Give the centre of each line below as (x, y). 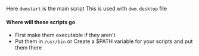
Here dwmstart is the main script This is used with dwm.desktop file (87, 9)
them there (28, 48)
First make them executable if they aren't (65, 35)
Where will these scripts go (41, 22)
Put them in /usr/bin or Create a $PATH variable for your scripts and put (104, 41)
